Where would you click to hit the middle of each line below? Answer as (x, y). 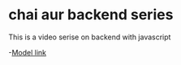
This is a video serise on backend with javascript (90, 37)
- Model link (28, 52)
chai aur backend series (91, 15)
